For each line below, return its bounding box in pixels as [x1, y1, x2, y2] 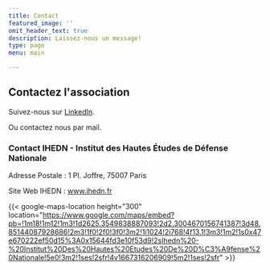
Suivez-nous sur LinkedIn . [8, 107, 95, 116]
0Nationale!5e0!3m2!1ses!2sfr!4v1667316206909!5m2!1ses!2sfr [8, 253, 220, 263]
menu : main [8, 49, 45, 57]
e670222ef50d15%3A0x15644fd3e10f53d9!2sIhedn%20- [8, 236, 199, 245]
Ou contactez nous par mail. [8, 122, 102, 132]
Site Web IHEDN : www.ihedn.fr [8, 186, 112, 196]
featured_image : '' [8, 19, 74, 27]
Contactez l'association [8, 86, 130, 99]
